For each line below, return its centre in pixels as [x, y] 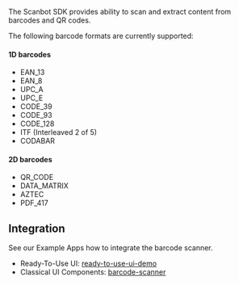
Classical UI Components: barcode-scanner [93, 272]
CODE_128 [37, 124]
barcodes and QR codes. [50, 20]
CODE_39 [36, 107]
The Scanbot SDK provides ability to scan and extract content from [120, 12]
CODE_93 [36, 115]
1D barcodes [29, 54]
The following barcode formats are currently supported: [101, 36]
